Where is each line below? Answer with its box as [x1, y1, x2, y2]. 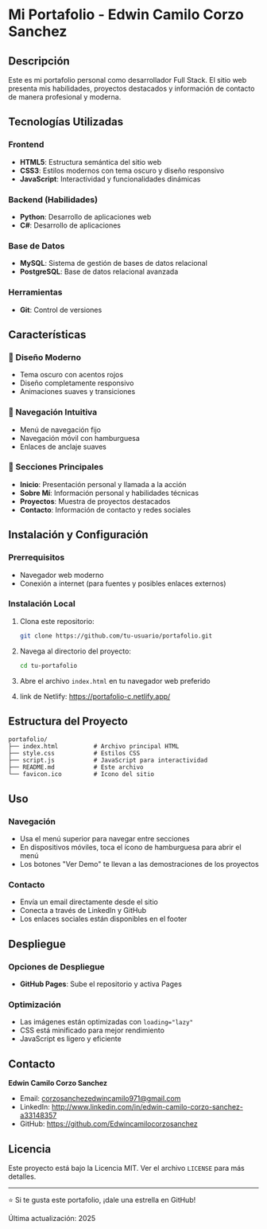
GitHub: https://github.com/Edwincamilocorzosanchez [19, 1119, 199, 1129]
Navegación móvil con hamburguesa [19, 433, 141, 443]
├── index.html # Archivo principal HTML [8, 743, 180, 751]
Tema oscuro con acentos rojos [19, 370, 124, 380]
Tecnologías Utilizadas [8, 115, 124, 129]
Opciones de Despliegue [8, 961, 105, 972]
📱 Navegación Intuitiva [8, 407, 98, 418]
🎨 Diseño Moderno [8, 352, 82, 363]
